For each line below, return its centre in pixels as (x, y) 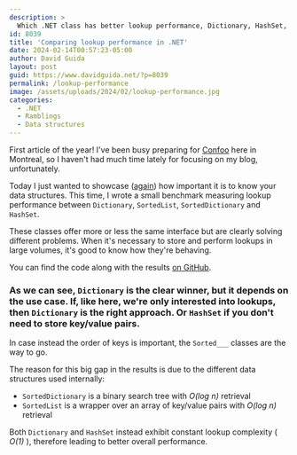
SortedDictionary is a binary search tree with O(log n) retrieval (136, 396)
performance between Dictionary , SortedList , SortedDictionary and (135, 204)
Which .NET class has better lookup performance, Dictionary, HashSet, (152, 26)
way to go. (28, 352)
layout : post (33, 67)
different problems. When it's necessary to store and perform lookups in (141, 241)
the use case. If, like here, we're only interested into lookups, (143, 301)
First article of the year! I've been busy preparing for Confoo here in (133, 150)
